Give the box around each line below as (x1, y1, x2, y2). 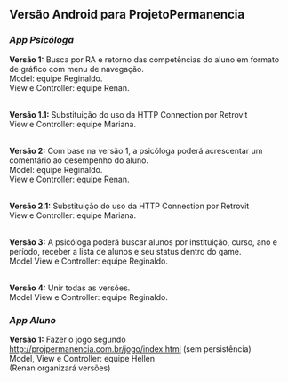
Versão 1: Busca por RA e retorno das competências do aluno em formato (9, 53, 280, 65)
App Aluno (9, 313, 56, 326)
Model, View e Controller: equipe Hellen (9, 353, 156, 363)
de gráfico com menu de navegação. (9, 63, 145, 74)
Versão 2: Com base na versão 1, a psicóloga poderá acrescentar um (9, 145, 263, 156)
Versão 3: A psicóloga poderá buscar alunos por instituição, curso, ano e (9, 236, 278, 248)
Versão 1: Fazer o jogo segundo (9, 334, 126, 345)
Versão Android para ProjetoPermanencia (9, 7, 245, 22)
